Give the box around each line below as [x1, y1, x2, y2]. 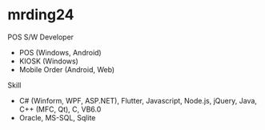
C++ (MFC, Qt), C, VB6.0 [18, 104, 102, 114]
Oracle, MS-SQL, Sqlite [18, 112, 96, 122]
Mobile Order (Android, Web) [18, 64, 115, 74]
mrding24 [7, 6, 74, 24]
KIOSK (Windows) [18, 56, 79, 66]
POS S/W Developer [7, 32, 74, 42]
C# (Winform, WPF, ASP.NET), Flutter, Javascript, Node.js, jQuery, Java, [18, 95, 258, 105]
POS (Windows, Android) [18, 47, 102, 57]
